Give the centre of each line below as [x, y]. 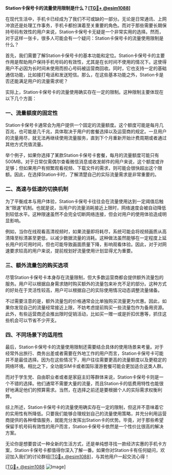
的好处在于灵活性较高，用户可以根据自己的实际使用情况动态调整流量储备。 [84, 290]
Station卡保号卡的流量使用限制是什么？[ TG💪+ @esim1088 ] [68, 8]
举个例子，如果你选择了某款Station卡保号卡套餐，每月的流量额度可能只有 [82, 155]
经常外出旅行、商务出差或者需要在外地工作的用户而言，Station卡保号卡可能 [84, 353]
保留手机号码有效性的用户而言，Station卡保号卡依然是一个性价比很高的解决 [84, 427]
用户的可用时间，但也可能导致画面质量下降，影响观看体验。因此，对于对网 [88, 244]
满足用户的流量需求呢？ [43, 81]
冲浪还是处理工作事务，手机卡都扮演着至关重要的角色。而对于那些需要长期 [84, 25]
